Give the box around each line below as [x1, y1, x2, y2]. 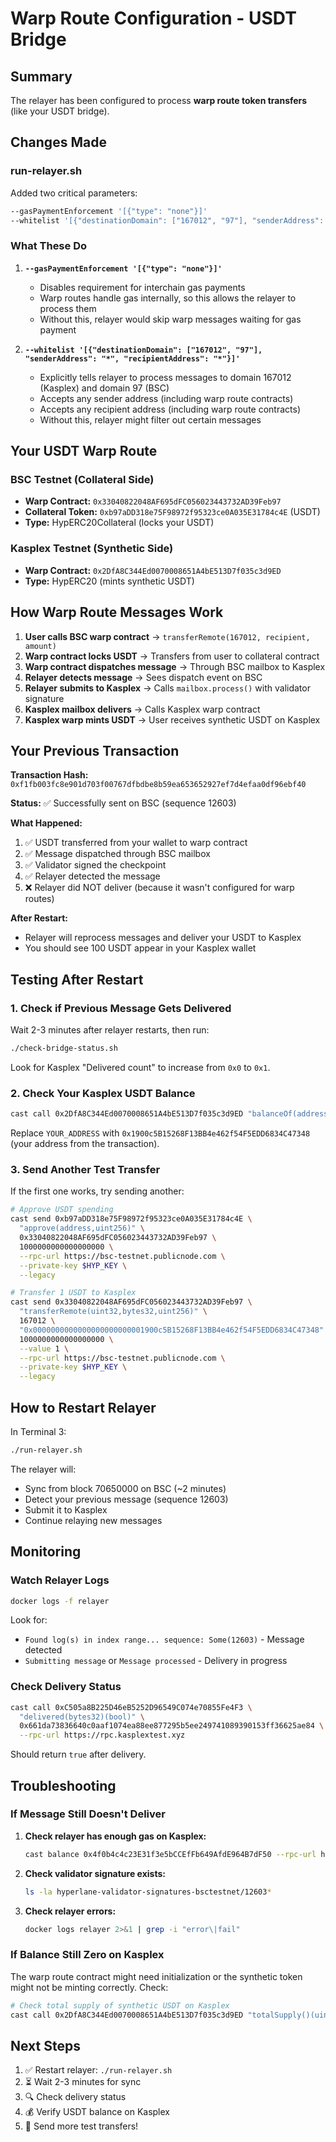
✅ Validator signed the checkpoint [24, 859, 167, 871]
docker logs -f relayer [10, 1596, 110, 1606]
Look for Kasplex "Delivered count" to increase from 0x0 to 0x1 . [10, 1061, 271, 1073]
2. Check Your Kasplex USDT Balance [10, 1086, 196, 1100]
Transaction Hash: [10, 769, 89, 781]
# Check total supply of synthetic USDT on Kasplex [10, 2000, 230, 2011]
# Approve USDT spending [10, 1205, 114, 1215]
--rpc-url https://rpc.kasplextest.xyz [19, 1730, 186, 1741]
